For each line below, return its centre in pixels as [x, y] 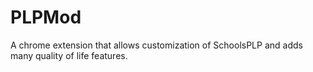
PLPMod [46, 17]
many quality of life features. [69, 55]
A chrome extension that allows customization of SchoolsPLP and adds [156, 45]
